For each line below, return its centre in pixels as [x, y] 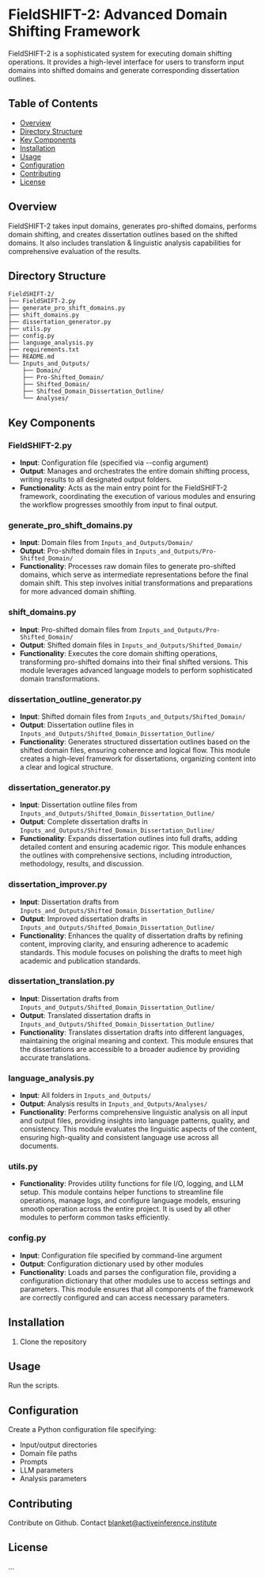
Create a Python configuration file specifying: [82, 1430]
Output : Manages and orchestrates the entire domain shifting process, [135, 471]
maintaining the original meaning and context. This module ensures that [136, 1040]
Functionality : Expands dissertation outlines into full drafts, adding [129, 839]
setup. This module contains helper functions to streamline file [121, 1192]
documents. [39, 1146]
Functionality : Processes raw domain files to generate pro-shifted [127, 566]
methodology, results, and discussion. [81, 864]
